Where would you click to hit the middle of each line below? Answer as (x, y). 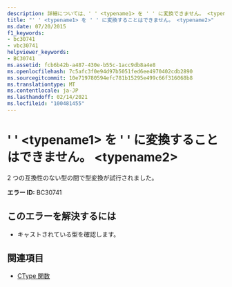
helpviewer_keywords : (38, 53)
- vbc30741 (23, 46)
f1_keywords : (26, 33)
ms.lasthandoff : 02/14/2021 (48, 98)
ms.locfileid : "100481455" (46, 104)
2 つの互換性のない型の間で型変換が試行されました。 (83, 178)
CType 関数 (33, 276)
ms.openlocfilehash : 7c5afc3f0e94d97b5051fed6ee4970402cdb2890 (100, 71)
